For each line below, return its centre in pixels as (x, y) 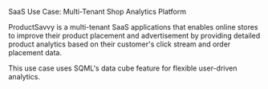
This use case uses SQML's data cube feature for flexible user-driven (123, 68)
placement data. (35, 53)
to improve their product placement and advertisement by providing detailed (134, 36)
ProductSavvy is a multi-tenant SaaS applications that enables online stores (133, 27)
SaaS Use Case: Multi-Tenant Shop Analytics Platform (97, 12)
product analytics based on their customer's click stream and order (120, 44)
